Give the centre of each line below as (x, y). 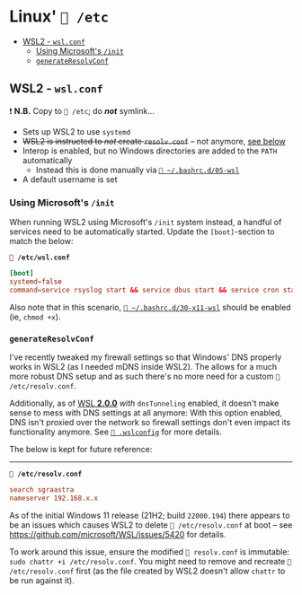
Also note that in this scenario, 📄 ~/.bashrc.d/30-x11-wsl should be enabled (150, 307)
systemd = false (36, 281)
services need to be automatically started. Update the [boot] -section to (142, 232)
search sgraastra (42, 490)
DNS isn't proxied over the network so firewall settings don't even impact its (150, 422)
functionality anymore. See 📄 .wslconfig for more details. (116, 432)
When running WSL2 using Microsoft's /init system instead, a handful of (146, 223)
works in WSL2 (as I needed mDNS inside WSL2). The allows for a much (143, 366)
